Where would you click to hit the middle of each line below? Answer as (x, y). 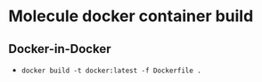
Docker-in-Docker (60, 49)
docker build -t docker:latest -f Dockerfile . (111, 71)
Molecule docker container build (131, 16)
